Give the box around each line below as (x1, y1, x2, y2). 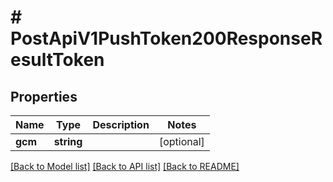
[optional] (158, 135, 205, 148)
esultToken (10, 49, 105, 71)
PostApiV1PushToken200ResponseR (10, 27, 323, 50)
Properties (10, 88, 78, 105)
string (53, 135, 83, 148)
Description (92, 118, 150, 131)
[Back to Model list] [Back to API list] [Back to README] (10, 161, 240, 172)
